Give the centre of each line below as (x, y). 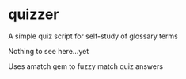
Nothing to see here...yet (49, 51)
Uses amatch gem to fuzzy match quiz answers (86, 66)
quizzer (34, 14)
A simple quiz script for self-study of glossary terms (93, 36)
